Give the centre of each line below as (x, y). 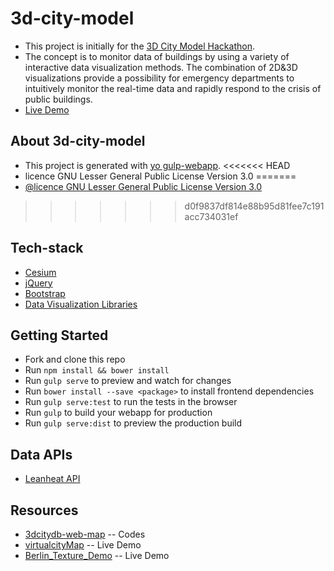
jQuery (38, 283)
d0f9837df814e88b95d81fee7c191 (254, 206)
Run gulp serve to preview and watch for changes (128, 381)
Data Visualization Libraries (81, 304)
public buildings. (58, 99)
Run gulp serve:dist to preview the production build (133, 423)
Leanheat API (52, 479)
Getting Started (59, 335)
